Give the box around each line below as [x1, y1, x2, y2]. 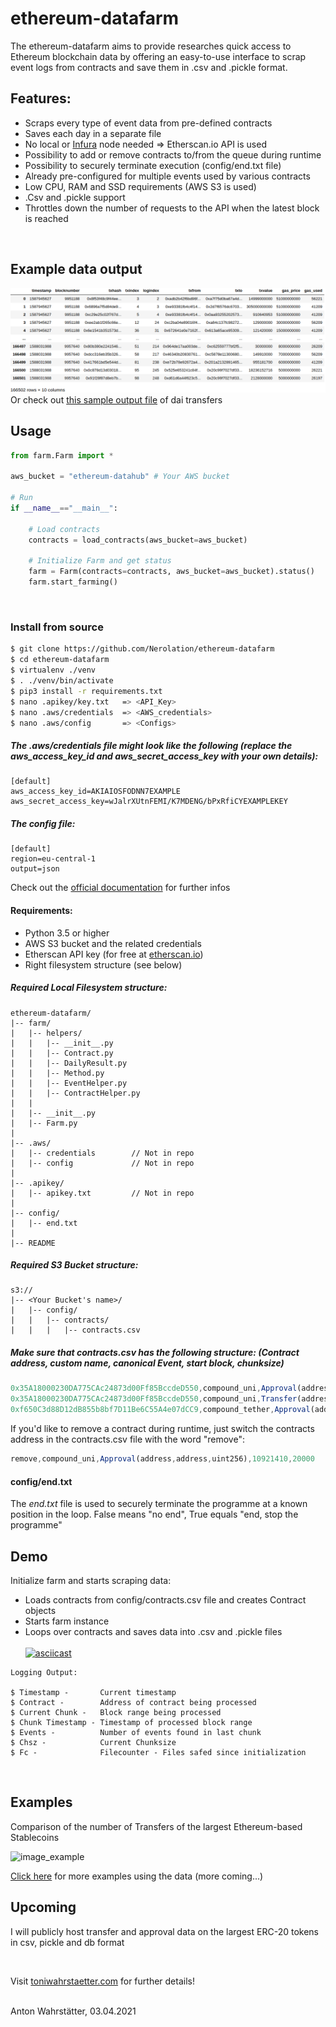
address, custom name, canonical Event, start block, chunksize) [10, 1357, 285, 1369]
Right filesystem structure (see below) [24, 958, 183, 971]
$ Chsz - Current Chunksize [10, 1737, 177, 1747]
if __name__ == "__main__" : [10, 503, 118, 514]
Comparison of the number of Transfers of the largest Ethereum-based [10, 1820, 303, 1832]
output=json [10, 864, 60, 874]
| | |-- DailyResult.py [10, 1058, 128, 1068]
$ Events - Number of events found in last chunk [10, 1727, 262, 1737]
